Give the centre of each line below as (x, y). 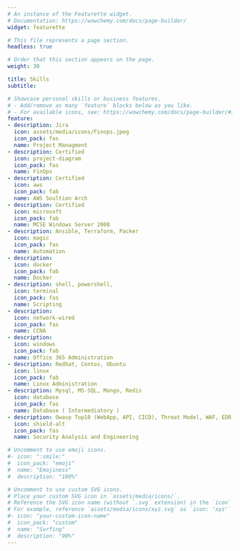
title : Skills (29, 79)
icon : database (36, 398)
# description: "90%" (41, 536)
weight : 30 (24, 66)
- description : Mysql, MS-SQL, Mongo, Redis (75, 391)
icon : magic (32, 238)
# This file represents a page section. (69, 40)
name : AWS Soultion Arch (51, 198)
